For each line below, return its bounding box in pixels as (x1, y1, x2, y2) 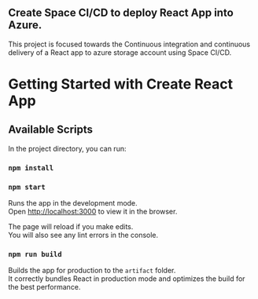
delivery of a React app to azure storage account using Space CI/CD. (8, 47, 232, 57)
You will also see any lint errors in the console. (8, 231, 159, 240)
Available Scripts (8, 123, 93, 137)
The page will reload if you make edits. (8, 222, 134, 232)
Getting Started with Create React (8, 75, 234, 93)
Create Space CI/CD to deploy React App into (8, 6, 234, 20)
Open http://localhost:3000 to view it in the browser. (8, 207, 178, 217)
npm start (8, 182, 46, 191)
